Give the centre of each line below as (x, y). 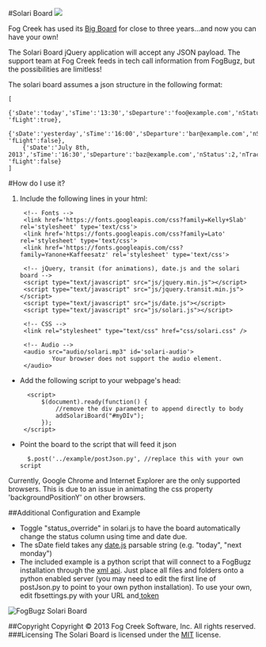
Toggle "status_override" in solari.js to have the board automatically (130, 528)
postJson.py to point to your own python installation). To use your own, (136, 587)
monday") (36, 553)
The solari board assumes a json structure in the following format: (116, 84)
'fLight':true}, (35, 120)
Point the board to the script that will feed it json (98, 444)
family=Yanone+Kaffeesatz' (64, 255)
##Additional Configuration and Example (74, 513)
